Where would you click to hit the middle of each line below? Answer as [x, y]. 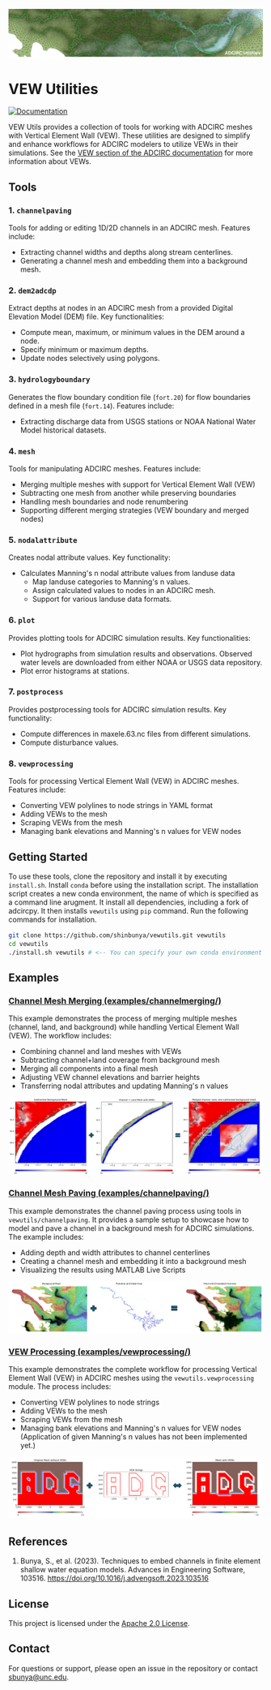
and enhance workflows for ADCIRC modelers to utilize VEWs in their [123, 144]
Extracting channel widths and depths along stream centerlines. [126, 252]
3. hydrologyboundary [49, 380]
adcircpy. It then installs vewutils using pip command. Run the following [129, 910]
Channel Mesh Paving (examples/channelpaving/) [109, 1193]
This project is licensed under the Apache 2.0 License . [99, 1623]
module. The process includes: [60, 1386]
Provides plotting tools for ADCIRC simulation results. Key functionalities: [129, 638]
